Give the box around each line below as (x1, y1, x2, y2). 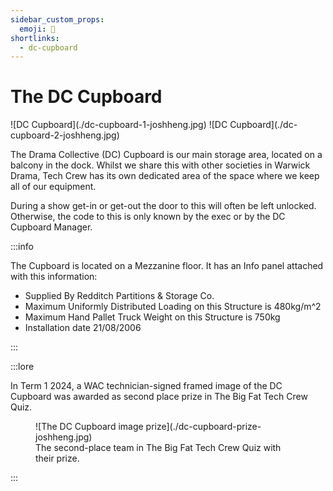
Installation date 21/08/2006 (24, 322, 142, 334)
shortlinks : (10, 33, 60, 43)
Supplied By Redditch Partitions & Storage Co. (24, 290, 215, 302)
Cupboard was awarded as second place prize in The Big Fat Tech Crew (10, 391, 308, 403)
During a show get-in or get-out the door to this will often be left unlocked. (10, 200, 317, 212)
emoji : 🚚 (19, 24, 56, 34)
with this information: (10, 271, 98, 283)
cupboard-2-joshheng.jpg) (10, 129, 120, 141)
